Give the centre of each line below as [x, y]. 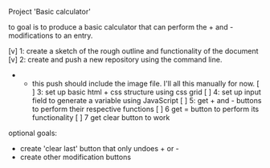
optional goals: [33, 133]
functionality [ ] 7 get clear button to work [101, 118]
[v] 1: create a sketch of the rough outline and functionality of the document [133, 51]
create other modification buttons [75, 157]
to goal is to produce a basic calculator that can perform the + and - [121, 27]
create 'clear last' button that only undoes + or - [99, 148]
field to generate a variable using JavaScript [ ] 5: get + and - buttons [147, 100]
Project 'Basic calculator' [49, 12]
